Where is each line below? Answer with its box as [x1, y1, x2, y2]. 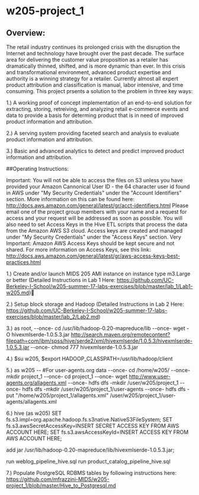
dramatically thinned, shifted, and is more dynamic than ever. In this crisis [6, 62, 185, 69]
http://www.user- [129, 373, 171, 380]
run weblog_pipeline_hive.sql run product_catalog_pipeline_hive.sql [6, 458, 171, 465]
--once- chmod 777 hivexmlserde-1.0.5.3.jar [30, 344, 139, 351]
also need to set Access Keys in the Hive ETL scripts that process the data [6, 221, 188, 228]
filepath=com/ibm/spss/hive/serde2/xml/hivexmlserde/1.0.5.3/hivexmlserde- [6, 337, 193, 344]
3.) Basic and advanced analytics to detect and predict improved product [6, 147, 185, 154]
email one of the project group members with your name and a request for [6, 208, 187, 215]
